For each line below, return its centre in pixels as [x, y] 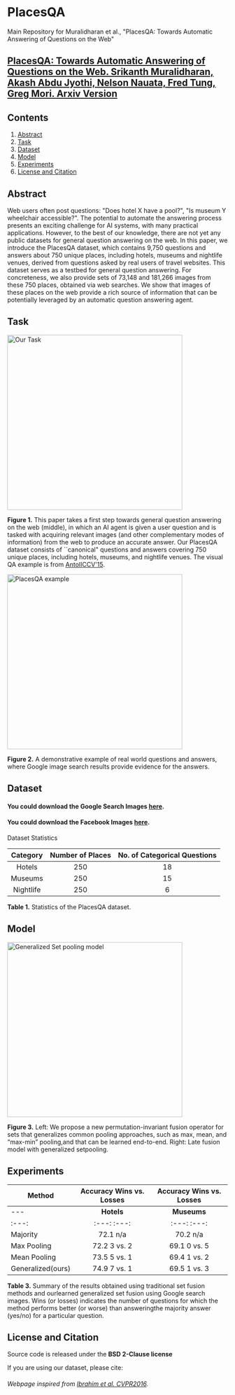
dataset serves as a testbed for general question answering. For [99, 269]
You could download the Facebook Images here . [79, 822]
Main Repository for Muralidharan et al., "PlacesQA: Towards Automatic [110, 31]
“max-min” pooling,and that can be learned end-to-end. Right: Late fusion [114, 1142]
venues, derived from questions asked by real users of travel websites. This [116, 262]
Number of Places [81, 855]
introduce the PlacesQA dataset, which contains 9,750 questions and [107, 247]
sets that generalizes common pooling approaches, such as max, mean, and [117, 1134]
